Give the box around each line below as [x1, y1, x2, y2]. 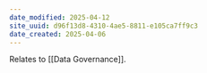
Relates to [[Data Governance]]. [9, 54, 127, 65]
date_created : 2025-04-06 [9, 29, 106, 38]
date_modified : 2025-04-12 [9, 12, 110, 22]
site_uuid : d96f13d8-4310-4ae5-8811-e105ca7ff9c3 [9, 21, 199, 30]
